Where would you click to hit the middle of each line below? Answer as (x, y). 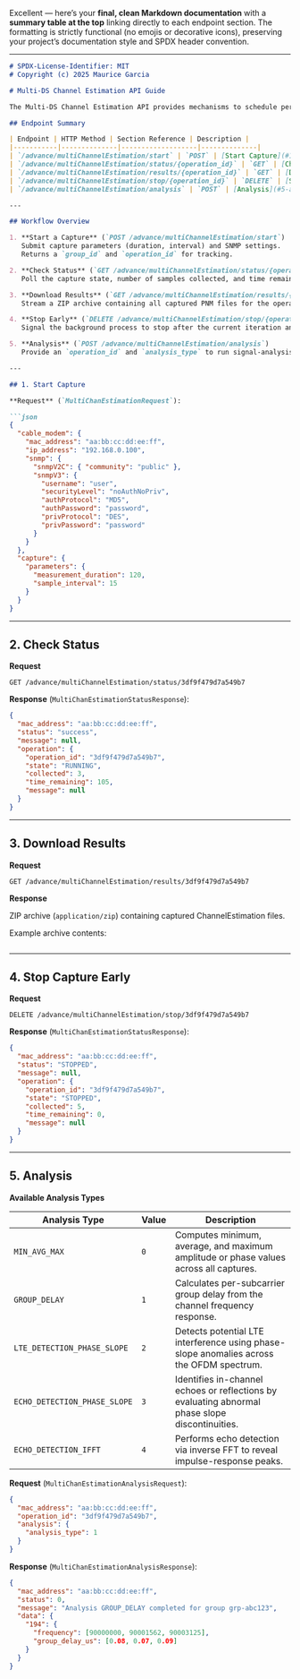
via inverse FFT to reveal (226, 1450)
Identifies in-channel (219, 1379)
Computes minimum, (218, 1235)
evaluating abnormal (217, 1401)
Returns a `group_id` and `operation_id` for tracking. (127, 254)
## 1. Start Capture (48, 384)
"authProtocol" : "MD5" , (85, 501)
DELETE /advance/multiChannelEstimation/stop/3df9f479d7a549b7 (129, 1015)
